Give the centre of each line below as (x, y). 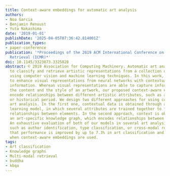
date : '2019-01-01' (26, 33)
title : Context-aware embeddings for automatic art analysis (71, 10)
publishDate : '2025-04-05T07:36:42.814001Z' (53, 39)
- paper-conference (26, 48)
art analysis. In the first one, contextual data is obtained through (86, 104)
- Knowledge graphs (26, 152)
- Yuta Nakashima (24, 29)
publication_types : (26, 43)
